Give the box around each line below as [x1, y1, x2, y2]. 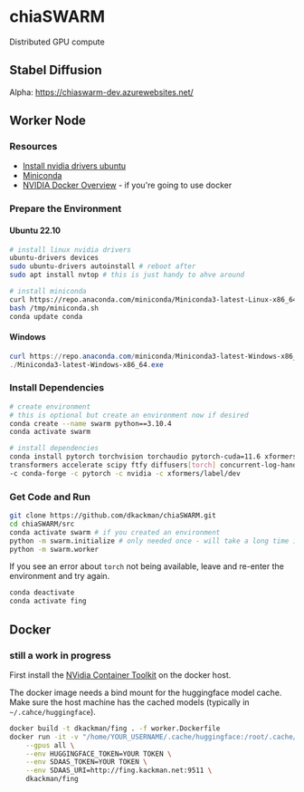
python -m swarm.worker [9, 545, 100, 554]
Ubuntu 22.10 [9, 225, 62, 236]
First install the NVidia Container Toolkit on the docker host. [9, 669, 232, 681]
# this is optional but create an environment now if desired [9, 410, 249, 420]
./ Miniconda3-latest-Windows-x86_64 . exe [9, 360, 165, 369]
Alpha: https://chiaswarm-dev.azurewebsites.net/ [9, 86, 195, 97]
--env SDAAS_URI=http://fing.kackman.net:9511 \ [25, 766, 213, 776]
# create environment [9, 401, 91, 411]
